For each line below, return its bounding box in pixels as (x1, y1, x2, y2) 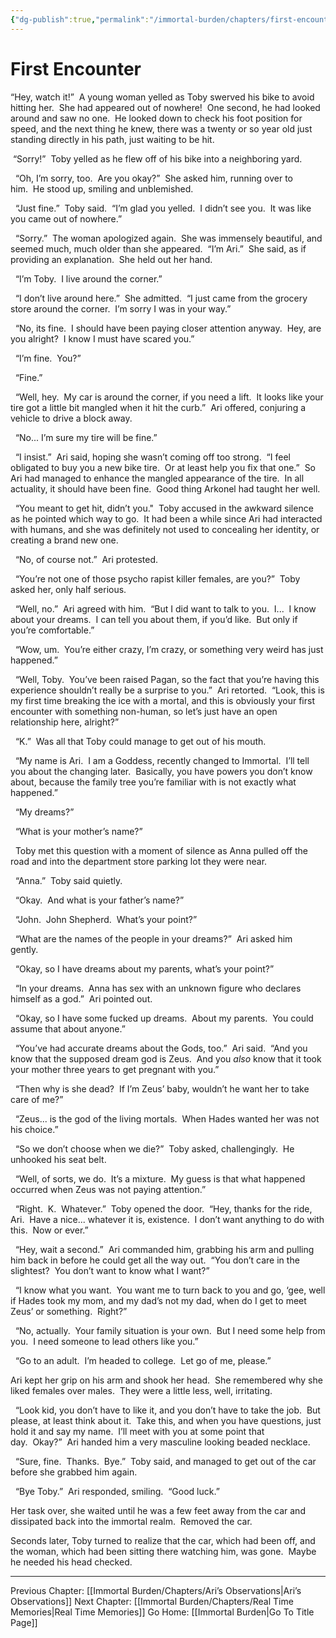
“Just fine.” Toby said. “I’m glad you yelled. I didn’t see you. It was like (14, 202, 312, 214)
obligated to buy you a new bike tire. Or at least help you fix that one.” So (10, 461, 317, 473)
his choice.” (10, 1123, 59, 1135)
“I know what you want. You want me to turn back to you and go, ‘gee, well (14, 1284, 326, 1296)
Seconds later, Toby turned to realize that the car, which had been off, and (10, 1534, 316, 1546)
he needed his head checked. (10, 1556, 133, 1568)
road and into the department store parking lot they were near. (10, 855, 268, 867)
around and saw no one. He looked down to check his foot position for (10, 112, 303, 124)
